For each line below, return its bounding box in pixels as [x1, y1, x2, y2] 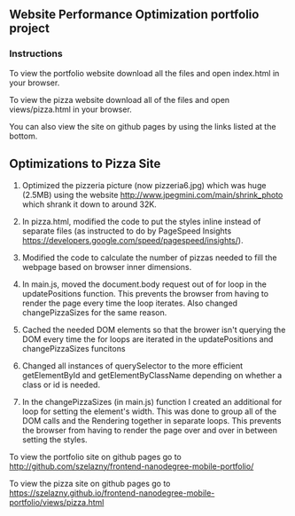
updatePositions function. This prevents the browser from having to [21, 288, 268, 298]
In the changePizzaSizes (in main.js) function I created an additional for [21, 396, 283, 407]
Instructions [9, 48, 64, 60]
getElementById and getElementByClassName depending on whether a [21, 369, 283, 380]
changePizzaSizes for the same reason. [21, 306, 167, 318]
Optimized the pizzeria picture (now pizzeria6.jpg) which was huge [21, 179, 267, 190]
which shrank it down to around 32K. [21, 199, 157, 210]
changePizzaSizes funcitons [21, 343, 126, 353]
